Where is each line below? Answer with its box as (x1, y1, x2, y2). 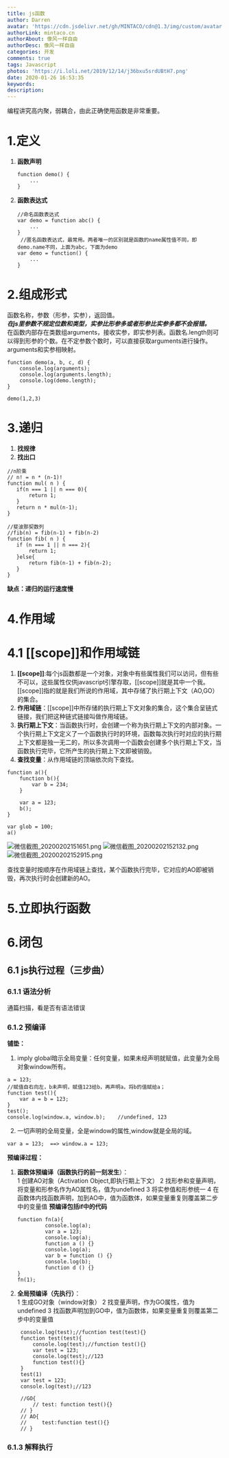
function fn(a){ (16, 1216, 64, 1223)
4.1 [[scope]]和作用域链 (7, 645, 141, 661)
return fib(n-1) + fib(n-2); (28, 559, 112, 567)
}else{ (16, 553, 36, 560)
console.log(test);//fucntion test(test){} (20, 1329, 147, 1336)
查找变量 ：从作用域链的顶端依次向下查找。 (16, 755, 138, 764)
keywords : (7, 81, 36, 87)
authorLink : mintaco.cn (7, 29, 75, 36)
